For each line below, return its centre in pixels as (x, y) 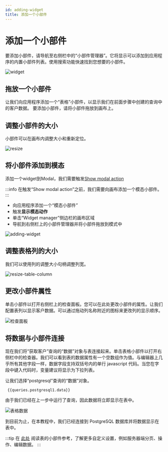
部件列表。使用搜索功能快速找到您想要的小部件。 (77, 62)
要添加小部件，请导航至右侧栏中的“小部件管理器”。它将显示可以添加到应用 (82, 56)
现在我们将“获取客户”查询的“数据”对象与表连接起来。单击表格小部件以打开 (81, 351)
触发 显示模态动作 (30, 211)
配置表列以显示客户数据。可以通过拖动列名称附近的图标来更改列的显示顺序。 (84, 310)
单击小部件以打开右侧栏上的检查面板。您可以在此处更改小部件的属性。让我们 (84, 304)
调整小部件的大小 (31, 126)
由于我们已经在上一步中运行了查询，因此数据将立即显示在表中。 (71, 400)
